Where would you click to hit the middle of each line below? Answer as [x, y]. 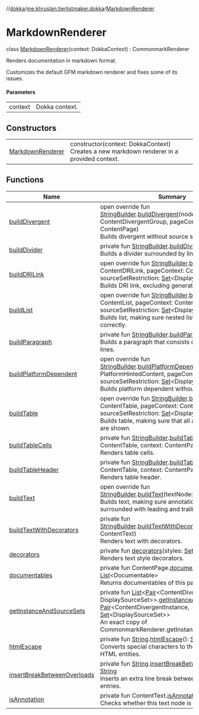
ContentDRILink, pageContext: [142, 270]
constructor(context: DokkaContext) [121, 144]
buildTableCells [31, 445]
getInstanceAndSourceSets [47, 610]
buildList [21, 310]
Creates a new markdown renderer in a [124, 151]
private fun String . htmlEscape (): [145, 639]
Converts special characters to [142, 646]
